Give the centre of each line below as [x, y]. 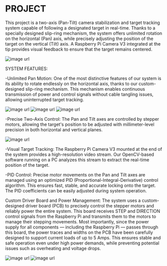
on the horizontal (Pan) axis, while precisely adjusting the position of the [79, 39]
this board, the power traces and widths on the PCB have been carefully [79, 232]
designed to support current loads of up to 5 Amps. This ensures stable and [83, 237]
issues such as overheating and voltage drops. [53, 248]
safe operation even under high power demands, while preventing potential [82, 243]
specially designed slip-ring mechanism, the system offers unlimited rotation [84, 33]
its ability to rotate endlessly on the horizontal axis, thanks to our [72, 84]
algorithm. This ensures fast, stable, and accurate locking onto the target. [81, 185]
